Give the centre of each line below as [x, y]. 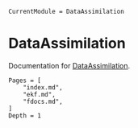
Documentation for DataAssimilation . [69, 65]
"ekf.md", [40, 94]
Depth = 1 [25, 116]
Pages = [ [25, 81]
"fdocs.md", [43, 101]
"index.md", [43, 87]
